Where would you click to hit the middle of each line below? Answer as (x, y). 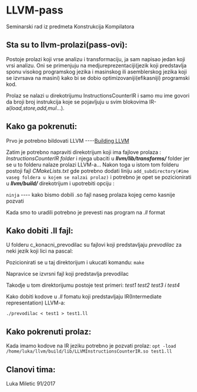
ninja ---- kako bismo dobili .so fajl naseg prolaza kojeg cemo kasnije (91, 195)
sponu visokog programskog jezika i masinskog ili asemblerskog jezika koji (96, 72)
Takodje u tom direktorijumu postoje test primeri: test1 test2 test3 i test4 (93, 285)
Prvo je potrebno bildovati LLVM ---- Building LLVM (68, 140)
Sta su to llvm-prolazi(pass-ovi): (67, 45)
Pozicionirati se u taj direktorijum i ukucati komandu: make (75, 263)
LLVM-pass (35, 10)
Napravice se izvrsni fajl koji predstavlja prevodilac (68, 274)
